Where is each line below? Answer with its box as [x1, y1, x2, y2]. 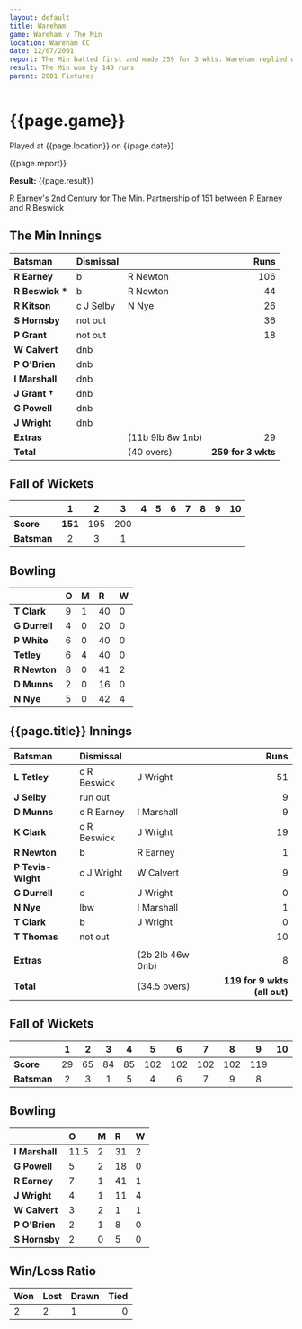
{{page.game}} [9, 110, 126, 130]
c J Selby [75, 299, 115, 311]
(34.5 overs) [137, 980, 191, 992]
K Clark [13, 825, 47, 838]
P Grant [13, 328, 48, 341]
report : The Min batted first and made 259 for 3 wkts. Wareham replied [9, 55, 288, 64]
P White [13, 634, 49, 647]
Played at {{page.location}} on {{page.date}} [9, 140, 174, 151]
